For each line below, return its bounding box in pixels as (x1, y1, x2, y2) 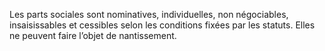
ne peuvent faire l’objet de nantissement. (9, 30, 177, 41)
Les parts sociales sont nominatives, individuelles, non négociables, (9, 9, 289, 20)
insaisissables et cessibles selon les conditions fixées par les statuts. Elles (9, 19, 316, 31)
